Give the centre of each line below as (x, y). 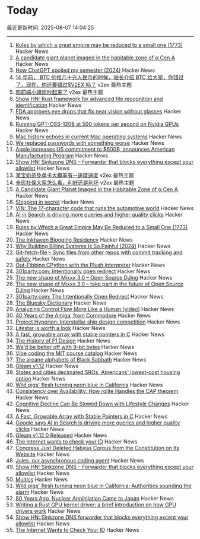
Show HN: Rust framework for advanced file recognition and (89, 99)
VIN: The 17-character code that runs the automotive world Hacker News (104, 208)
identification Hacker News (48, 105)
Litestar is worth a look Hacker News (60, 328)
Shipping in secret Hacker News (55, 202)
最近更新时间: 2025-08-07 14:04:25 (50, 27)
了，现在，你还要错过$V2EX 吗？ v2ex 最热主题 (74, 84)
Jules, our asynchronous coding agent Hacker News (80, 460)
